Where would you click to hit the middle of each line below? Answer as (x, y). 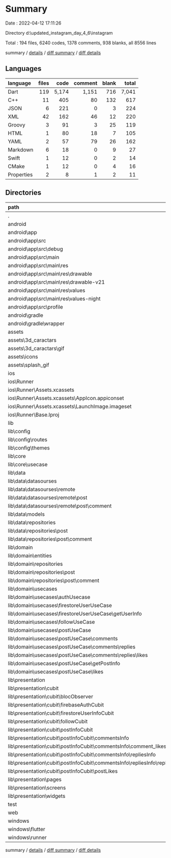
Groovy (17, 124)
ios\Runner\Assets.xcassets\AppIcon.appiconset (66, 398)
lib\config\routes (27, 439)
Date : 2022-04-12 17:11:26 (33, 23)
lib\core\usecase (28, 464)
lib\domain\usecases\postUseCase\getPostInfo (64, 663)
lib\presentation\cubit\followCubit (48, 721)
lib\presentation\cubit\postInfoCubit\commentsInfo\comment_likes (87, 746)
